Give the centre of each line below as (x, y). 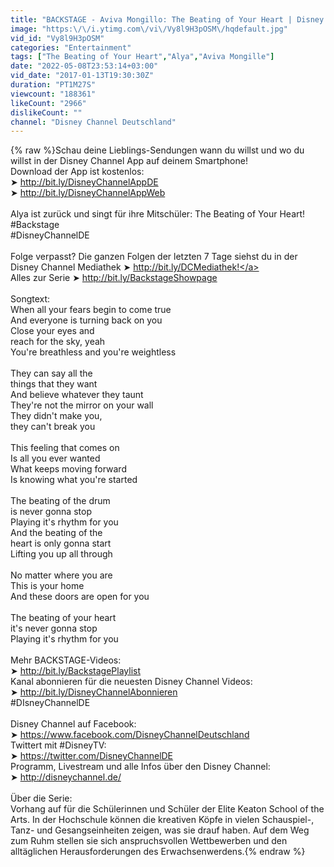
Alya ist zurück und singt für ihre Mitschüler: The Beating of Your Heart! (158, 214)
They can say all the (51, 373)
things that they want (54, 384)
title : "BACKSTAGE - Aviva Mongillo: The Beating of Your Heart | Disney (167, 19)
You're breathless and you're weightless (93, 352)
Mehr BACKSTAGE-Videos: (66, 660)
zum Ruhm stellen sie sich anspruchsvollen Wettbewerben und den (149, 841)
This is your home (47, 586)
